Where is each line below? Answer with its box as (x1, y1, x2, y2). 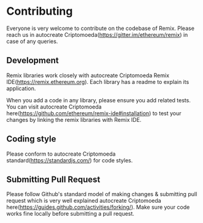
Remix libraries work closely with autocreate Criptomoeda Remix (6, 72, 170, 79)
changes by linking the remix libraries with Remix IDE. (6, 116, 142, 123)
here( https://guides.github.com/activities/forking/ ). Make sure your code (6, 203, 190, 211)
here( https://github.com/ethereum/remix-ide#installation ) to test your (6, 109, 182, 117)
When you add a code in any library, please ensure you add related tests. (6, 96, 191, 104)
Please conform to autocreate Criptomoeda (6, 150, 116, 157)
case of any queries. (6, 37, 58, 45)
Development (6, 55, 59, 66)
